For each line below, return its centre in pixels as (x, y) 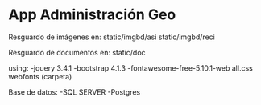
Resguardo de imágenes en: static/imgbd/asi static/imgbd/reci (112, 37)
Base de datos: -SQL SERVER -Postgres (75, 92)
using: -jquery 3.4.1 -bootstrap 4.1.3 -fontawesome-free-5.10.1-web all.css (131, 68)
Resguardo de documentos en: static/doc (77, 52)
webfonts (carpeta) (40, 76)
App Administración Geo (92, 15)
